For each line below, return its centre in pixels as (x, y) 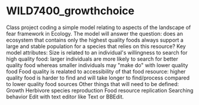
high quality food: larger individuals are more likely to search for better (92, 59)
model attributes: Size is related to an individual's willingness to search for (97, 52)
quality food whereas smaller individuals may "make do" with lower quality (97, 65)
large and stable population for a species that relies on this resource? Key (96, 46)
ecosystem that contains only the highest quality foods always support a (95, 40)
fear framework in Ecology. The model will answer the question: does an (94, 33)
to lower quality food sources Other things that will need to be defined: (93, 84)
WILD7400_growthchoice (70, 11)
